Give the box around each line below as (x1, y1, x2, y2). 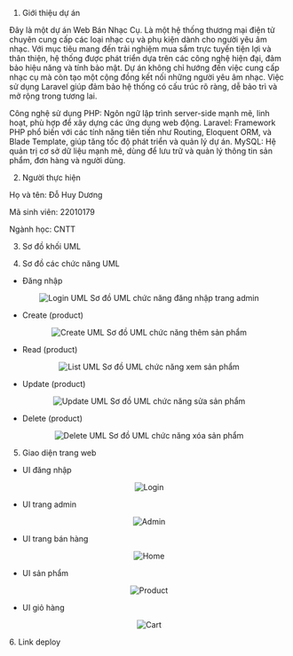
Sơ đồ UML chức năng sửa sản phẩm (109, 396, 246, 407)
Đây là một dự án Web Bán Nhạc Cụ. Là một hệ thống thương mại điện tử (9, 25, 275, 35)
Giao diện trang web (21, 447, 97, 458)
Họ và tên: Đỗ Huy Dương (9, 190, 103, 200)
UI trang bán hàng (21, 533, 89, 544)
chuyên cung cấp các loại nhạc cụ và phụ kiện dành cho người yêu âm (9, 35, 268, 44)
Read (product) (21, 344, 78, 354)
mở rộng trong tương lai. (9, 91, 98, 101)
